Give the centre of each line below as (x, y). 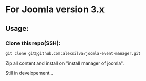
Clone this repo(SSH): (33, 43)
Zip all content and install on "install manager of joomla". (65, 63)
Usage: (17, 28)
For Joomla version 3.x (55, 9)
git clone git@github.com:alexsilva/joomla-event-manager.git (73, 53)
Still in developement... (29, 73)
